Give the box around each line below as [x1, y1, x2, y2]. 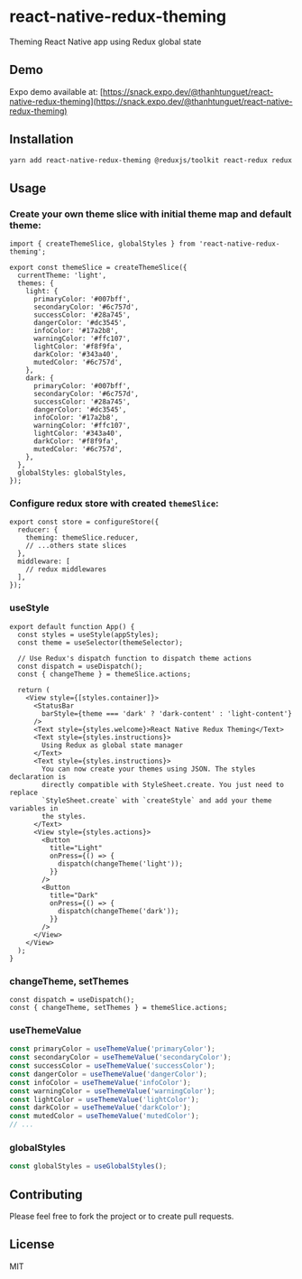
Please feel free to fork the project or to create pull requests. [9, 1211, 234, 1222]
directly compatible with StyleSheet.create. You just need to [41, 780, 284, 789]
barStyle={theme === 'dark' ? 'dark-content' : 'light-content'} [41, 709, 293, 718]
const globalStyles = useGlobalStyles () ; [9, 1162, 168, 1171]
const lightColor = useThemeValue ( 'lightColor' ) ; [9, 1095, 200, 1104]
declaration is [9, 772, 67, 782]
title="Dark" [49, 891, 99, 900]
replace [9, 788, 39, 797]
